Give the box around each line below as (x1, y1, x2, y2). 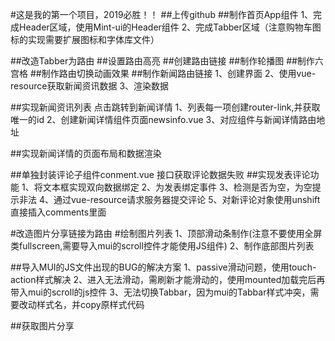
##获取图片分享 (10, 320, 75, 332)
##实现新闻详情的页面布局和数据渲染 (10, 148, 162, 159)
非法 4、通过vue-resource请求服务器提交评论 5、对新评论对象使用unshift (18, 194, 321, 205)
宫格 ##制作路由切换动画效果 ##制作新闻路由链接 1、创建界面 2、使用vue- (10, 68, 317, 79)
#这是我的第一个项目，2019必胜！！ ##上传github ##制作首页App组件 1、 (10, 9, 314, 20)
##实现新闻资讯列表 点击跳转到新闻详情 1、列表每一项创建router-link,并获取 (10, 101, 321, 113)
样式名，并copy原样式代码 (36, 299, 145, 310)
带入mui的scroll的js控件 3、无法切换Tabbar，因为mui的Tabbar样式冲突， (10, 286, 311, 298)
